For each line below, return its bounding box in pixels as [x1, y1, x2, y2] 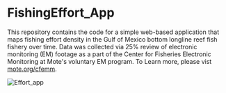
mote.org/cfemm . [7, 65, 57, 73]
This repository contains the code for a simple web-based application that [7, 28, 220, 36]
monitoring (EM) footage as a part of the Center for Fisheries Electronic [7, 50, 212, 58]
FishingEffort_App [7, 5, 115, 21]
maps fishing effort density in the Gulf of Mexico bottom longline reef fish [7, 35, 218, 43]
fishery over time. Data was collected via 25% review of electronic [7, 42, 197, 51]
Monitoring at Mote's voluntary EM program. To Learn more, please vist [7, 57, 212, 65]
